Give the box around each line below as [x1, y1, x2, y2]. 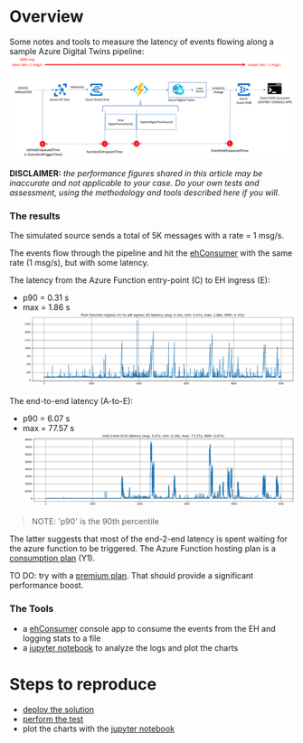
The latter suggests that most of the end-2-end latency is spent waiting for [9, 533, 288, 544]
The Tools [9, 603, 54, 616]
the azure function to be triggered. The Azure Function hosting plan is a [9, 543, 276, 554]
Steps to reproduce [9, 673, 156, 694]
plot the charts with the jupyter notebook [22, 723, 175, 734]
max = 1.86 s [22, 302, 71, 313]
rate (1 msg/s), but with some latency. [9, 258, 149, 268]
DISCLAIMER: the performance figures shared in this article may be [9, 168, 263, 179]
